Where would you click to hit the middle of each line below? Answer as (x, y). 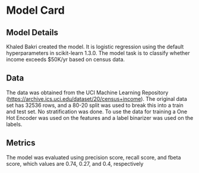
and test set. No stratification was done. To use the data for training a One (97, 112)
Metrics (21, 143)
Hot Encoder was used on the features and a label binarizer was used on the (100, 118)
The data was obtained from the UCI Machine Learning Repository (87, 92)
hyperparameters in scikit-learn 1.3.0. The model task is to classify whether (98, 53)
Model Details (32, 33)
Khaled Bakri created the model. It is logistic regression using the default (95, 47)
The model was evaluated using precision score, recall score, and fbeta (94, 157)
